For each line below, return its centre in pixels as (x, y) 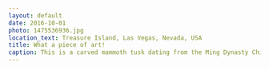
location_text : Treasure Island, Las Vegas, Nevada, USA (105, 38)
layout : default (35, 15)
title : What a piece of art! (57, 45)
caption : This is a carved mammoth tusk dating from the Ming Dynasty (128, 52)
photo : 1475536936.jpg (46, 30)
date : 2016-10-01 (37, 23)
